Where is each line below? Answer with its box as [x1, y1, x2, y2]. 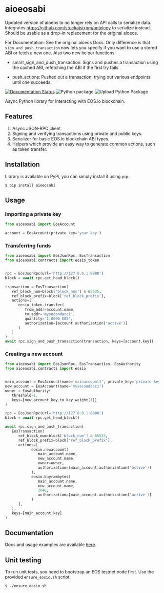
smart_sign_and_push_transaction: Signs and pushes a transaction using [12, 59, 158, 65]
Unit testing [5, 556, 41, 564]
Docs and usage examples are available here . [5, 542, 97, 547]
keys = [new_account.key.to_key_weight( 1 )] [11, 397, 97, 402]
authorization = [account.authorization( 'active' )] [24, 320, 128, 326]
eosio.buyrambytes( [31, 474, 71, 479]
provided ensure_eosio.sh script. [5, 574, 71, 580]
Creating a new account [5, 351, 63, 358]
